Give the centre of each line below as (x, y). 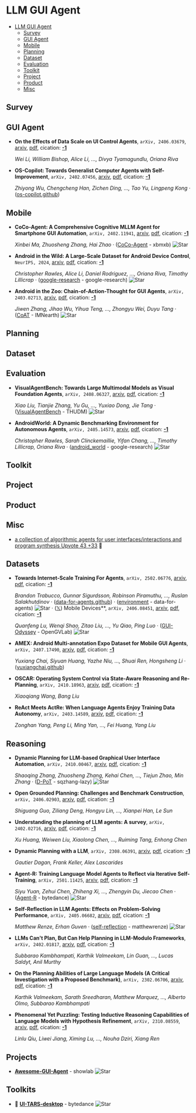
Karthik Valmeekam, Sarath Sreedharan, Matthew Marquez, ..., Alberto (100, 997)
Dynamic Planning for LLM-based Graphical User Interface (87, 758)
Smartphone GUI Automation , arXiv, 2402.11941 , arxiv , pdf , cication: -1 (102, 233)
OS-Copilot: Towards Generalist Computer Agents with (83, 170)
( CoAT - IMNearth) (37, 315)
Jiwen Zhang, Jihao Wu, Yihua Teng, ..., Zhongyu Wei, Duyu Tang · (95, 308)
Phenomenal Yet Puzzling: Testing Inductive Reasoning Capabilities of (102, 1015)
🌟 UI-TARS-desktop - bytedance (54, 1104)
